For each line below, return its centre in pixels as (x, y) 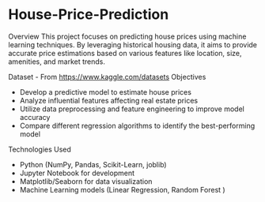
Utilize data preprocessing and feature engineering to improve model (132, 109)
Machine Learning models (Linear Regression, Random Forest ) (122, 189)
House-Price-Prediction (89, 15)
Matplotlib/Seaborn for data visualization (86, 181)
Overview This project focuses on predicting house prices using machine (127, 36)
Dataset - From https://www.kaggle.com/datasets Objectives (107, 77)
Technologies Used (40, 149)
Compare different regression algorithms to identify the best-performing (137, 125)
